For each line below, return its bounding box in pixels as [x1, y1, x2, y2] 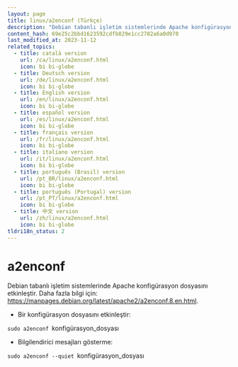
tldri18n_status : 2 [7, 227, 65, 235]
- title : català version [13, 50, 87, 57]
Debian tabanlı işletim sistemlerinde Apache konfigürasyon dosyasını [7, 281, 208, 290]
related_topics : [7, 43, 55, 50]
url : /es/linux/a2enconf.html [20, 115, 110, 123]
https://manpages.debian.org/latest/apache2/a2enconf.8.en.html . [7, 297, 198, 305]
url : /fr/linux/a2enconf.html [20, 135, 110, 142]
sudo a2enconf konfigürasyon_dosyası [7, 324, 119, 333]
